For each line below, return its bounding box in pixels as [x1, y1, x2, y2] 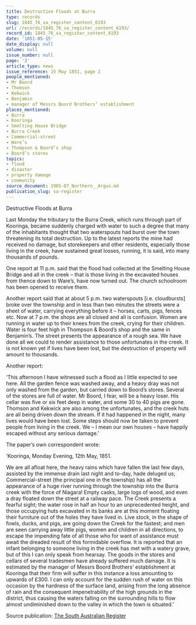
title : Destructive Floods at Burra [6, 8, 95, 15]
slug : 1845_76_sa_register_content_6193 [6, 19, 106, 25]
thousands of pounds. [6, 253, 59, 260]
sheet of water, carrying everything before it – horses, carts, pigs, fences [6, 307, 183, 314]
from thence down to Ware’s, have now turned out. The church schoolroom [6, 277, 187, 284]
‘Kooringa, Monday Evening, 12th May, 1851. [6, 452, 112, 459]
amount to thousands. [6, 351, 59, 358]
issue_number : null [6, 52, 54, 58]
